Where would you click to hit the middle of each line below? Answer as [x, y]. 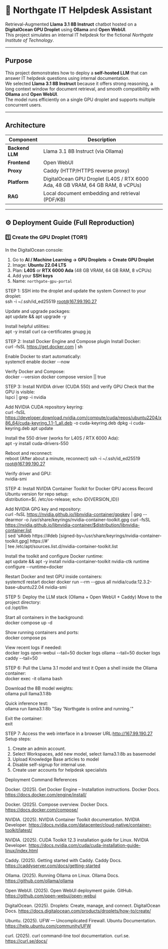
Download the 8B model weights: [39, 688]
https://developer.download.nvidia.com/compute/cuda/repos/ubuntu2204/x [83, 418]
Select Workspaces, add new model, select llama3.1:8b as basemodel [84, 754]
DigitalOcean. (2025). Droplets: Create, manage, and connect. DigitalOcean [83, 906]
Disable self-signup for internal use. [49, 765]
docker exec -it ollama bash [34, 679]
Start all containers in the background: [44, 617]
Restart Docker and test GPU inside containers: [54, 577]
